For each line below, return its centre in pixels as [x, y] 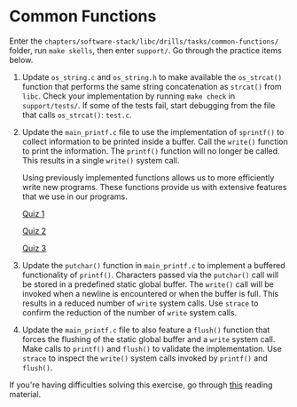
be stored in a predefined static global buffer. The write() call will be [148, 284]
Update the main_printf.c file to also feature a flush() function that [146, 330]
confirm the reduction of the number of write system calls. [129, 312]
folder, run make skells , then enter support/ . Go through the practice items [145, 50]
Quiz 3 [34, 248]
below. [21, 60]
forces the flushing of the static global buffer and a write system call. [148, 339]
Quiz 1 [33, 213]
